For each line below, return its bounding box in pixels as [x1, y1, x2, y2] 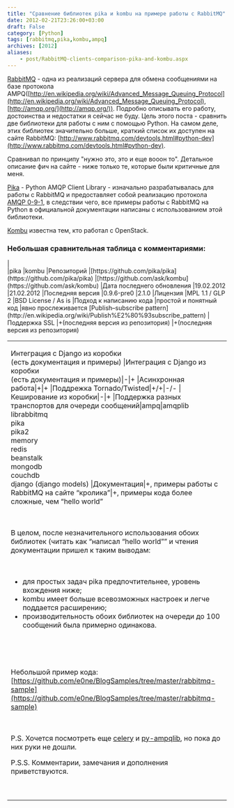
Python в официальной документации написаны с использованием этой [7, 205, 223, 213]
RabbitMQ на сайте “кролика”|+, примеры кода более [10, 488, 193, 497]
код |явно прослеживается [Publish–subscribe [7, 304, 144, 312]
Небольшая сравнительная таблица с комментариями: [7, 243, 206, 253]
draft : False [7, 23, 45, 30]
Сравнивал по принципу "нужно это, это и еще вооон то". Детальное [7, 155, 214, 163]
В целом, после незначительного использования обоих [10, 527, 200, 537]
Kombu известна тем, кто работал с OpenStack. [7, 226, 149, 234]
